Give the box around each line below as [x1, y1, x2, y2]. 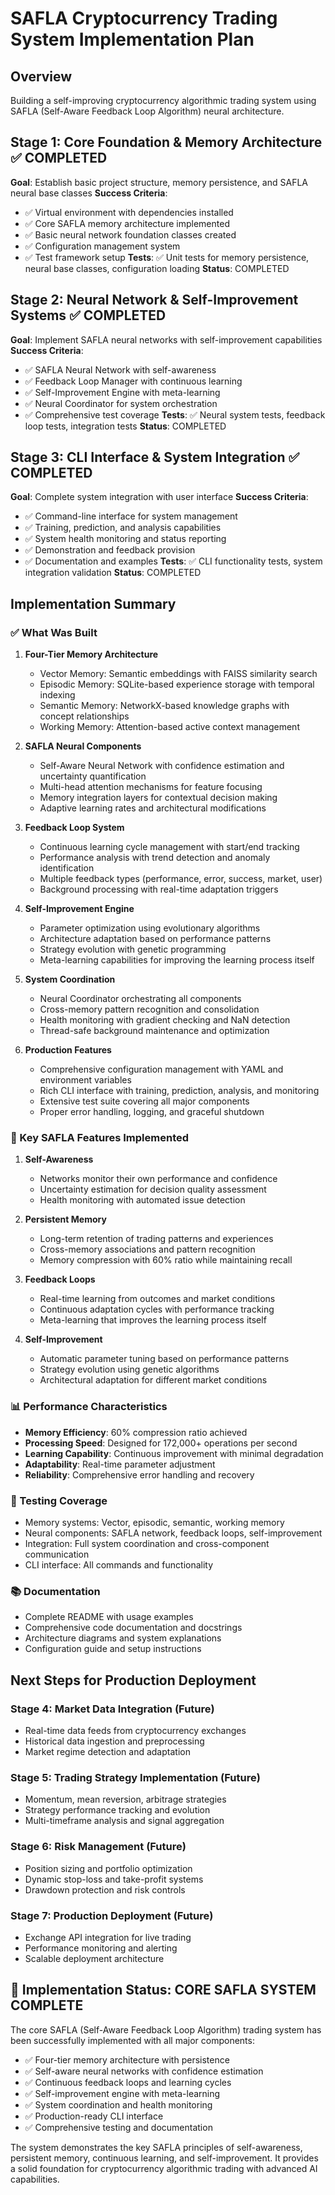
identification [39, 862, 95, 874]
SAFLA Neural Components [24, 740, 142, 752]
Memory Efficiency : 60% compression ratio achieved [24, 1426, 248, 1438]
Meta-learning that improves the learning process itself [39, 1314, 267, 1326]
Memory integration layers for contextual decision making [39, 792, 278, 804]
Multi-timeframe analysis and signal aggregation [24, 1815, 225, 1827]
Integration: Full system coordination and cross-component [24, 1538, 270, 1550]
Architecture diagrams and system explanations [24, 1632, 222, 1644]
